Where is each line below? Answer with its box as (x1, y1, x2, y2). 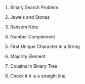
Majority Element (10, 53, 46, 59)
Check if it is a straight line (10, 73, 66, 79)
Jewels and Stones (10, 14, 50, 20)
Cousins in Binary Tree (10, 63, 58, 69)
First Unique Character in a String (10, 44, 80, 50)
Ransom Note (10, 24, 39, 30)
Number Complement (10, 34, 56, 39)
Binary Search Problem (10, 5, 58, 10)
